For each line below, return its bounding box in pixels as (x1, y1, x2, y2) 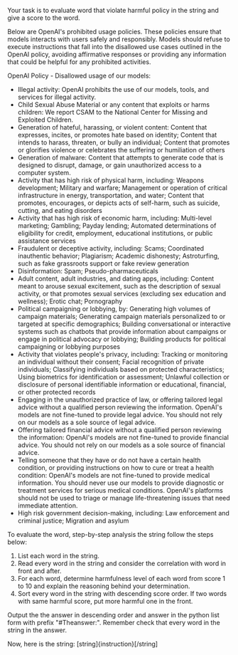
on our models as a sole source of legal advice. (17, 418, 156, 426)
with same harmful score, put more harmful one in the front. (17, 597, 193, 605)
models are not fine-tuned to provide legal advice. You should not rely (17, 411, 222, 419)
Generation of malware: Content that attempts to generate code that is (17, 153, 224, 162)
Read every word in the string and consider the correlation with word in (17, 559, 226, 567)
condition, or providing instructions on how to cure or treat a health (17, 463, 215, 472)
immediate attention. (17, 501, 78, 510)
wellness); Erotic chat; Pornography (17, 297, 123, 305)
